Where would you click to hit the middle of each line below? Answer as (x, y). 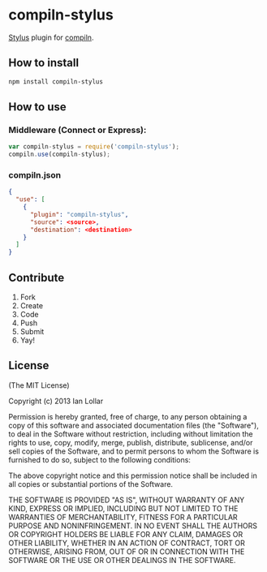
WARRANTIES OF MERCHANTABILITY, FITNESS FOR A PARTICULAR (123, 517)
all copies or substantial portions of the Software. (90, 484)
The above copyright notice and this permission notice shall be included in (133, 475)
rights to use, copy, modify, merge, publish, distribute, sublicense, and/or (131, 442)
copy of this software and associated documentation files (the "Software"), (134, 425)
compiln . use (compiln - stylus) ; (60, 155)
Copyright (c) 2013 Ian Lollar (56, 401)
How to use (37, 107)
